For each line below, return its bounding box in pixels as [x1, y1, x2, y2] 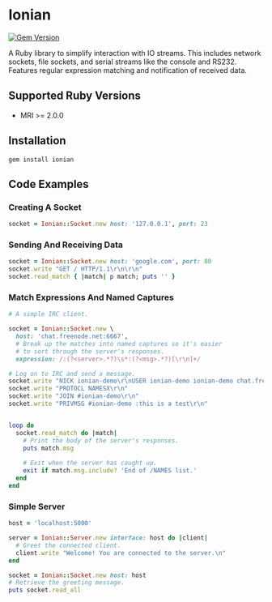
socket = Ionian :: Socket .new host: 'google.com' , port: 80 [8, 258, 212, 266]
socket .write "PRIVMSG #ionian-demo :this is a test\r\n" [8, 399, 208, 408]
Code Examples [8, 177, 89, 191]
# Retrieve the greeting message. [8, 579, 125, 587]
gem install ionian [8, 156, 74, 164]
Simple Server [8, 501, 66, 512]
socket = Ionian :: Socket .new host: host [8, 571, 147, 579]
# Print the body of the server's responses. [23, 436, 180, 445]
